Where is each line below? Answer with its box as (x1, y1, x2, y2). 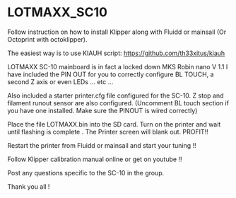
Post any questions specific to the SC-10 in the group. (7, 168, 165, 177)
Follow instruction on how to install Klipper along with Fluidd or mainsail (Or (7, 28, 227, 36)
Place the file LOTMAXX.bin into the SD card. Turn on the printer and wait (7, 120, 221, 128)
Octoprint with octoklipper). (7, 35, 88, 43)
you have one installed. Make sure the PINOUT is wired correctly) (7, 106, 198, 115)
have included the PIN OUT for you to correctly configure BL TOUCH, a (7, 70, 214, 78)
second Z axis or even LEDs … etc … (7, 77, 114, 86)
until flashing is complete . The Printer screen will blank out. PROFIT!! (7, 127, 208, 136)
